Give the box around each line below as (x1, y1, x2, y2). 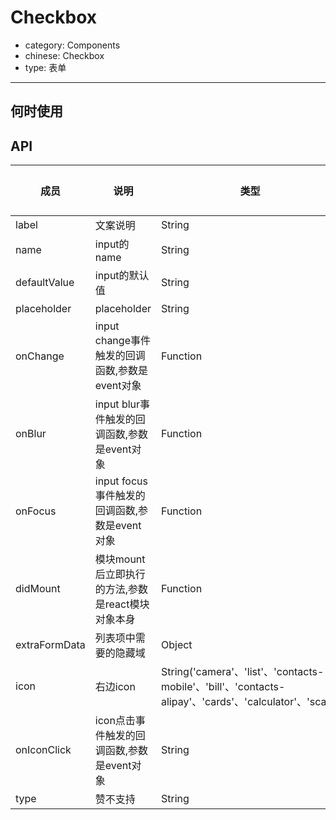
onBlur (15, 427, 47, 441)
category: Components (24, 39, 121, 51)
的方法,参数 (94, 582, 149, 596)
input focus (94, 474, 148, 488)
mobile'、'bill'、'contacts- (160, 680, 286, 694)
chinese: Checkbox (24, 49, 105, 61)
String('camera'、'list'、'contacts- (160, 665, 325, 679)
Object (160, 638, 193, 652)
